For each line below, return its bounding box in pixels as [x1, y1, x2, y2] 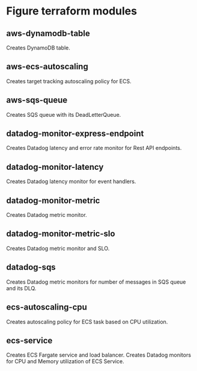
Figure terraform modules [6, 4, 137, 18]
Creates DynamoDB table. [6, 44, 70, 51]
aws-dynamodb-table [6, 28, 90, 39]
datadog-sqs [6, 262, 56, 272]
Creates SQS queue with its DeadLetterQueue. [6, 111, 121, 118]
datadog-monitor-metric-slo [6, 229, 115, 239]
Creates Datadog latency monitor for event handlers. [6, 178, 136, 185]
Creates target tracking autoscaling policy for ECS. [6, 77, 132, 85]
